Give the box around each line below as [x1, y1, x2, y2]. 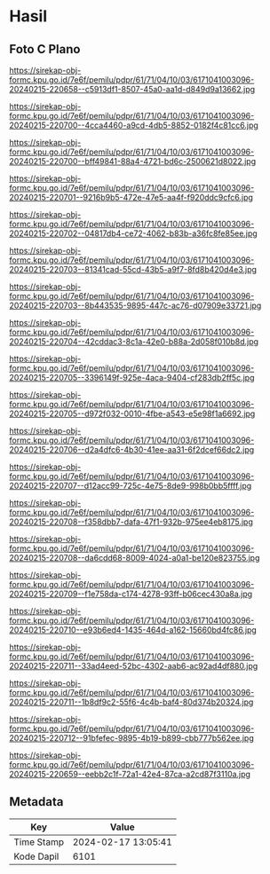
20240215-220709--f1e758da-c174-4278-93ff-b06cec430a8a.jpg [9, 588, 253, 599]
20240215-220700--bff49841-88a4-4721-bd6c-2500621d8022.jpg [9, 156, 257, 166]
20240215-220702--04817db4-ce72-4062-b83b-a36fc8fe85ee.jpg [9, 228, 258, 239]
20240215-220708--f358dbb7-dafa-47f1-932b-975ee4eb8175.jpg [9, 516, 253, 527]
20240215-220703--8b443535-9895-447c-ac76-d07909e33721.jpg [9, 300, 262, 311]
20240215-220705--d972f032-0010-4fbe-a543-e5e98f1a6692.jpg [9, 408, 256, 419]
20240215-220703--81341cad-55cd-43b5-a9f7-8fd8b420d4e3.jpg [9, 264, 258, 274]
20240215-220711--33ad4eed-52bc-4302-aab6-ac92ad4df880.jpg [9, 661, 258, 671]
